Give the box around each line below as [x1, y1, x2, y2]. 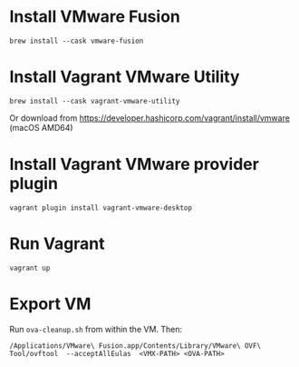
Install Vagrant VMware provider [9, 154, 260, 174]
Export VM [9, 293, 92, 314]
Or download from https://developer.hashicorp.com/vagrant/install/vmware [9, 112, 290, 124]
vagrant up [9, 263, 51, 273]
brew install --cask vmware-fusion [9, 36, 144, 45]
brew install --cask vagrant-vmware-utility [9, 96, 180, 105]
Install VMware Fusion [9, 6, 181, 27]
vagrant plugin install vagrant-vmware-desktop [9, 203, 193, 213]
